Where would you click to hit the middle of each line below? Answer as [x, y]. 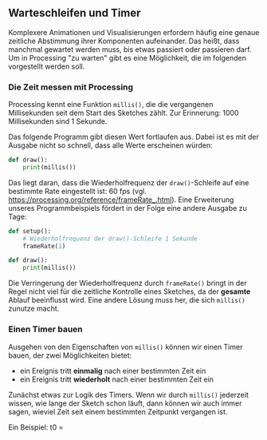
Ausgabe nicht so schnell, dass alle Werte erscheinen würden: [110, 145]
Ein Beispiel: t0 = [36, 427]
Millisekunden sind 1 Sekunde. [58, 121]
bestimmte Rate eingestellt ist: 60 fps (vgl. [78, 191]
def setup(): [30, 231]
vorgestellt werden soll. [47, 66]
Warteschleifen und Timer [75, 13]
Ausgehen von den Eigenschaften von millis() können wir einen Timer [126, 347]
